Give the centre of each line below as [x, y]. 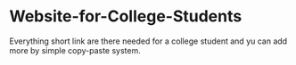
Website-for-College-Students [126, 16]
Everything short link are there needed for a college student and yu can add [148, 41]
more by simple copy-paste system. [75, 50]
